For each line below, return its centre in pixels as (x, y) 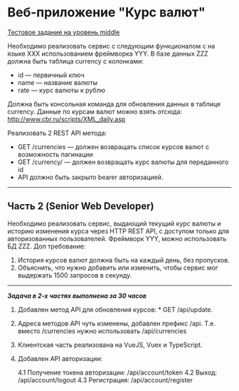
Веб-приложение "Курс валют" (107, 12)
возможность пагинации (55, 154)
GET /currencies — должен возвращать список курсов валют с (113, 146)
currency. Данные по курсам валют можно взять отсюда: (95, 111)
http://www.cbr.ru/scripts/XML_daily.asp (67, 119)
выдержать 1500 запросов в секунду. (75, 275)
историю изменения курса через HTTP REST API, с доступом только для (118, 231)
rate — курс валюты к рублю (61, 90)
